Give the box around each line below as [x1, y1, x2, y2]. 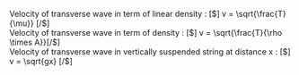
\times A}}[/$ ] [9, 37, 61, 47]
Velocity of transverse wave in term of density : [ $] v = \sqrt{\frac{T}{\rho [9, 28, 283, 37]
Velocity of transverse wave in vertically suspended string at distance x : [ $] [9, 46, 291, 57]
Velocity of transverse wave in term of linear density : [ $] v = [9, 9, 234, 19]
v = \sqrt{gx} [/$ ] [9, 56, 74, 66]
